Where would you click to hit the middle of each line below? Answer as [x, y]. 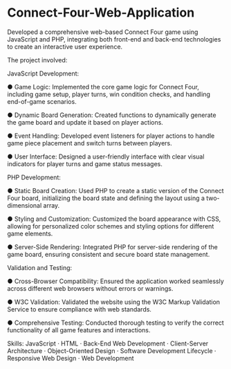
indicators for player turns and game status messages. [85, 163]
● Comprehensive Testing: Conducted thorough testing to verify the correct [116, 323]
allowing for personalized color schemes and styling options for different [111, 226]
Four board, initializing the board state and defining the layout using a [106, 198]
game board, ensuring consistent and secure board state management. [109, 254]
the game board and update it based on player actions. [85, 122]
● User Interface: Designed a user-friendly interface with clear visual [106, 156]
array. [52, 205]
